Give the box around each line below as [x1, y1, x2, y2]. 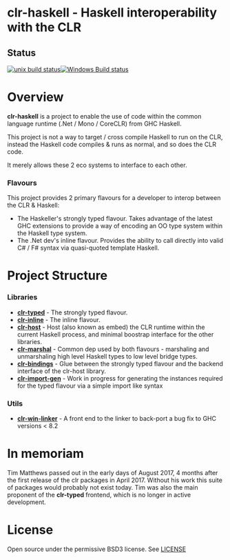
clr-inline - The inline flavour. [17, 315, 101, 323]
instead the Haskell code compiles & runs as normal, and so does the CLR [7, 140, 217, 148]
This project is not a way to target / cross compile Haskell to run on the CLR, [7, 132, 223, 141]
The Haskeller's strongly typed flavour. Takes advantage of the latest [17, 214, 213, 223]
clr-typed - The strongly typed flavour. [17, 308, 128, 317]
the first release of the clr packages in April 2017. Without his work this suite [7, 476, 222, 484]
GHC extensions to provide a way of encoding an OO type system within [17, 222, 223, 230]
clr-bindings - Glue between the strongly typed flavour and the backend [17, 359, 224, 368]
